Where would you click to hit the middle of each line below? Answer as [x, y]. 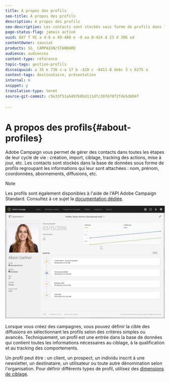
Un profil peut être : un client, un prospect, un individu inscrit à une [75, 358]
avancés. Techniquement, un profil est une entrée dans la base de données [84, 337]
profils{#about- [98, 127]
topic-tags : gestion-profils [36, 64]
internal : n [18, 80]
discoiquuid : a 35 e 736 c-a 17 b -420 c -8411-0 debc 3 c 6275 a [77, 70]
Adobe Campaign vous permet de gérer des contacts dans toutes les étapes [85, 152]
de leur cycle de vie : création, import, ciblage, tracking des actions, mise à [83, 158]
